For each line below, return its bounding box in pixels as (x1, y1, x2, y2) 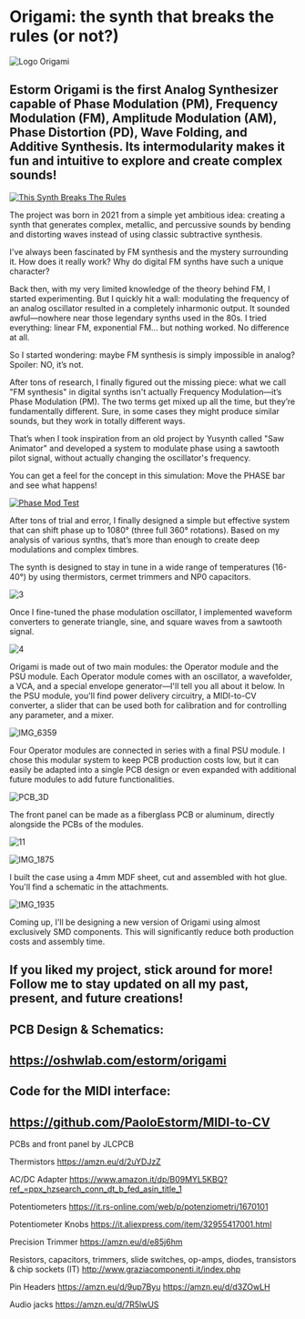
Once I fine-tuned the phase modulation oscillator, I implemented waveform (9, 606, 293, 617)
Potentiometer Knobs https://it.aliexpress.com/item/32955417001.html (9, 1219, 272, 1230)
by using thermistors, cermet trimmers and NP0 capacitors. (28, 571, 251, 582)
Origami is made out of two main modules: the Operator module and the (9, 661, 280, 672)
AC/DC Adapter (9, 1174, 68, 1185)
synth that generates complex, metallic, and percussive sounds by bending (9, 218, 291, 229)
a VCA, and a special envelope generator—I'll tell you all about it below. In (9, 680, 285, 691)
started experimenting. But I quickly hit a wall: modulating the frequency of (9, 293, 290, 304)
